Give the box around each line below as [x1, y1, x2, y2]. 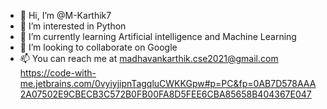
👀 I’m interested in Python [19, 20, 127, 32]
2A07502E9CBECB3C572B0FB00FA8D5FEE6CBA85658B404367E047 [19, 88, 312, 100]
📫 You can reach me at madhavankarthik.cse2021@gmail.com [19, 53, 279, 64]
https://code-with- [19, 67, 97, 79]
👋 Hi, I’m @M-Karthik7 [19, 10, 112, 21]
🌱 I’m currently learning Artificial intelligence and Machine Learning [19, 31, 297, 42]
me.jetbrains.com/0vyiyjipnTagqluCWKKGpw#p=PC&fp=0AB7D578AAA [19, 78, 317, 89]
